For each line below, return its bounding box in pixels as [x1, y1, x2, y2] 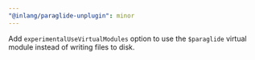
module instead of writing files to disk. [8, 42, 135, 52]
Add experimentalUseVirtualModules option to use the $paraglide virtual [8, 34, 247, 43]
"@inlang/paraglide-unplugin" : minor [8, 11, 135, 20]
